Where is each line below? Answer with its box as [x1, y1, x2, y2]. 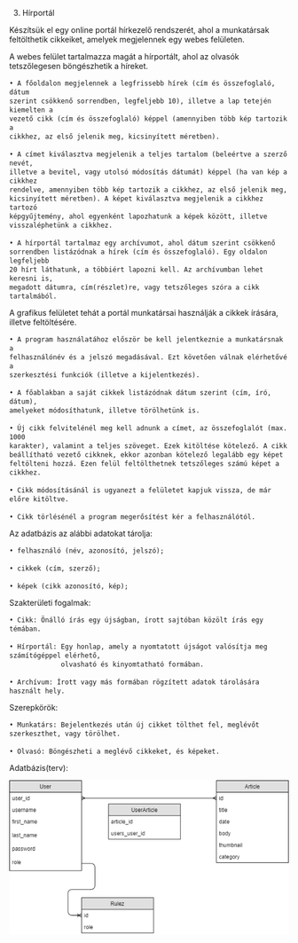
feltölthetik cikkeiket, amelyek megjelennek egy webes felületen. [9, 35, 246, 44]
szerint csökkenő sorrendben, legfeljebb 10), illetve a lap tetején [9, 97, 272, 106]
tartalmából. [9, 292, 58, 301]
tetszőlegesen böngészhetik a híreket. [9, 61, 149, 71]
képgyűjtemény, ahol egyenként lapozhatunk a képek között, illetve [9, 212, 268, 221]
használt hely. [9, 687, 66, 695]
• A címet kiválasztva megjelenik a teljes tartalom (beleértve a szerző [9, 150, 288, 159]
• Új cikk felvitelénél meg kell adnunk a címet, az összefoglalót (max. [9, 424, 288, 433]
